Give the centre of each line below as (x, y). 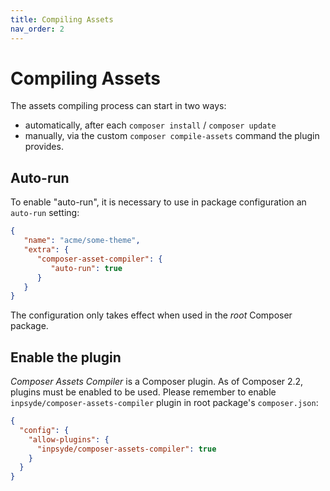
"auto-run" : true (86, 268)
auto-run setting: (45, 213)
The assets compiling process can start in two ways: (118, 106)
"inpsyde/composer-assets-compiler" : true (126, 449)
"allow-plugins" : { (69, 439)
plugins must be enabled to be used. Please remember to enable (143, 392)
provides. (44, 147)
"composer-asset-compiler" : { (99, 259)
